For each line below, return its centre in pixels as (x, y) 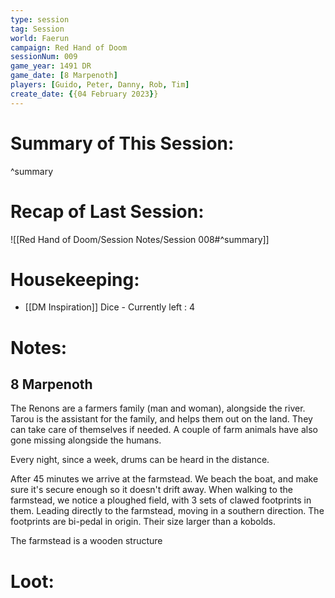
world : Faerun (40, 38)
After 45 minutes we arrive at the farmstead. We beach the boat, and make (164, 479)
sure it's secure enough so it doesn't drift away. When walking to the (151, 490)
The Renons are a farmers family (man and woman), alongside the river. (158, 408)
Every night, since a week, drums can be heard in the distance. (140, 460)
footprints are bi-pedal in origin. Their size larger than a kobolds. (143, 522)
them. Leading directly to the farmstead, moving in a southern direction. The (167, 511)
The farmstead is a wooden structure (86, 541)
